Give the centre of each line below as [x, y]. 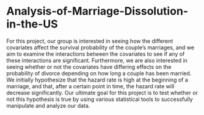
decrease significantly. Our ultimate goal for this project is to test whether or [102, 92]
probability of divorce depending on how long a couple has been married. [99, 73]
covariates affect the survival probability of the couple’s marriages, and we [100, 47]
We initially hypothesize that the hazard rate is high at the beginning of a [97, 80]
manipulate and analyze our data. [48, 105]
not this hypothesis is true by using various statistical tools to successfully [100, 99]
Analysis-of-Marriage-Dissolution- [97, 11]
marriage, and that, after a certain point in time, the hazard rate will [90, 86]
